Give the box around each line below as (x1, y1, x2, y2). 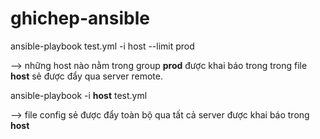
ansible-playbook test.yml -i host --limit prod (10, 40, 195, 52)
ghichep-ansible (10, 7, 150, 30)
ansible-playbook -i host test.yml (10, 89, 148, 101)
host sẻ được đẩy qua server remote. (10, 70, 163, 82)
